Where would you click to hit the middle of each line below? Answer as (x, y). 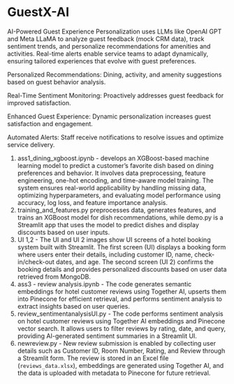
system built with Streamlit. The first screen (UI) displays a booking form (122, 247)
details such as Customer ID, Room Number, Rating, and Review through (121, 351)
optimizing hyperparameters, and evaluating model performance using (119, 195)
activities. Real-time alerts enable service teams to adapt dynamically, (108, 54)
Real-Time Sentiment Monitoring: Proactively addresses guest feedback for (116, 95)
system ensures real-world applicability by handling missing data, (112, 187)
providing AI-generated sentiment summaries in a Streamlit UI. (107, 336)
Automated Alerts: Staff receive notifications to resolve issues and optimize (116, 137)
